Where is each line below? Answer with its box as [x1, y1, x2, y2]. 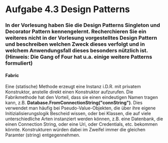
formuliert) [5, 60, 33, 67]
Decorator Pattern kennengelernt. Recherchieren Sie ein [5, 28, 147, 35]
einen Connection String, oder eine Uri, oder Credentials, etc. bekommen [5, 121, 158, 127]
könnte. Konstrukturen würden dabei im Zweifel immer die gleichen [5, 127, 146, 133]
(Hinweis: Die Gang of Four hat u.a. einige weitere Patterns [5, 53, 152, 60]
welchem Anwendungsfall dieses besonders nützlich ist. [5, 47, 148, 54]
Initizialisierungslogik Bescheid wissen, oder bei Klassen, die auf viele [5, 111, 151, 117]
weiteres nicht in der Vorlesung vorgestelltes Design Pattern [5, 34, 157, 42]
